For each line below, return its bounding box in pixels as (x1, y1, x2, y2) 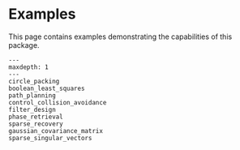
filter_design (8, 105, 57, 114)
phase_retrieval (8, 113, 63, 121)
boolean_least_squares (8, 84, 85, 92)
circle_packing (8, 77, 60, 85)
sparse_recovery (8, 119, 63, 128)
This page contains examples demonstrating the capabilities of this (8, 32, 233, 41)
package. (8, 40, 40, 49)
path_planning (8, 91, 57, 100)
